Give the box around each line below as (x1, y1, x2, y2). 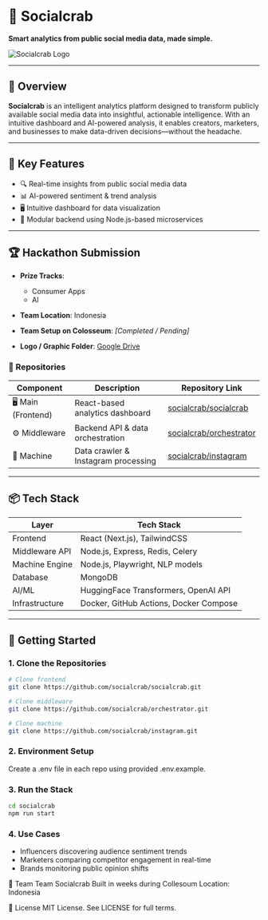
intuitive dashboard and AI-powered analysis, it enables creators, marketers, (8, 117, 259, 127)
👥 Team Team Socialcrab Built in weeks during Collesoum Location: (8, 879, 230, 889)
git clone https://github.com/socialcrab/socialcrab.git (8, 683, 202, 691)
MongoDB (80, 572, 118, 583)
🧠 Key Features (8, 157, 85, 171)
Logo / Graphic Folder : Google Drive (19, 341, 140, 351)
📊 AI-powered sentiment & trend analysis (19, 191, 157, 201)
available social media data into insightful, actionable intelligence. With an (8, 110, 250, 119)
